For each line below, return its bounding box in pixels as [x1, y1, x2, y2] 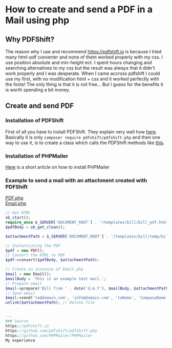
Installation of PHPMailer [5, 152, 69, 160]
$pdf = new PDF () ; [5, 248, 45, 253]
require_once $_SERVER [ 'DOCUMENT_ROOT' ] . [5, 220, 97, 225]
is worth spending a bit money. [5, 87, 71, 93]
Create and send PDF [5, 102, 74, 110]
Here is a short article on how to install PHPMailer [5, 164, 110, 170]
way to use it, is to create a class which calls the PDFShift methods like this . [5, 140, 165, 146]
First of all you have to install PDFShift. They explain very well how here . [5, 128, 157, 134]
